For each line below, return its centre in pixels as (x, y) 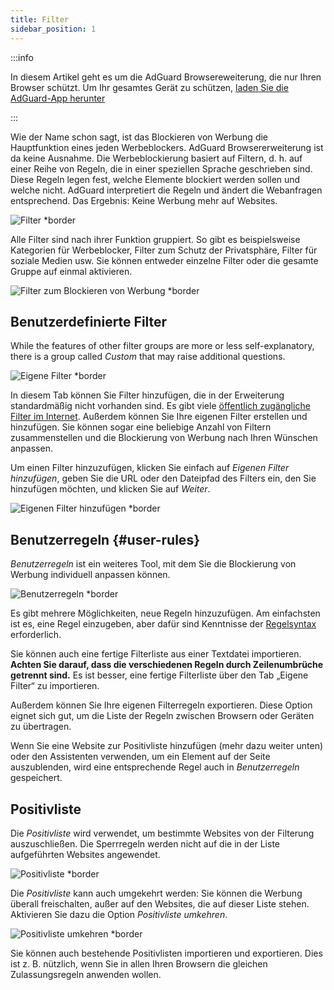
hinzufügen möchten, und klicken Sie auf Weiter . (110, 489)
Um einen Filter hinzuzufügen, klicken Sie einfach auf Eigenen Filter (150, 468)
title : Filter (40, 19)
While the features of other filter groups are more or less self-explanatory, (162, 346)
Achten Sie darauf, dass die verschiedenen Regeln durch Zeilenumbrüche (167, 665)
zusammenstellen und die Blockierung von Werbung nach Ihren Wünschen (164, 438)
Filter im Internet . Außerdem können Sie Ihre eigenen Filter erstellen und (159, 417)
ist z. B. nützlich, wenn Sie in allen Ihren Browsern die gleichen (139, 963)
